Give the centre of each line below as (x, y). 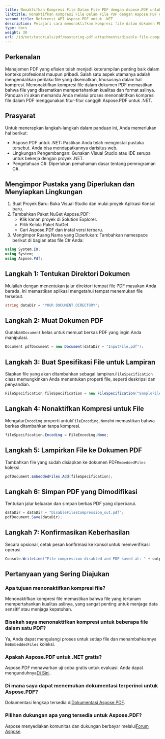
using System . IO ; (23, 249)
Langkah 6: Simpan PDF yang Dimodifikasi (71, 491)
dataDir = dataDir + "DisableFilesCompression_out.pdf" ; (65, 513)
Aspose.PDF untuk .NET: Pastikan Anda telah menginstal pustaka (78, 142)
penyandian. (18, 384)
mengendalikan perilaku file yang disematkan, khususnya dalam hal (73, 79)
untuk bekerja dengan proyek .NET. (48, 158)
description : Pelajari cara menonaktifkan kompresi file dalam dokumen (80, 23)
